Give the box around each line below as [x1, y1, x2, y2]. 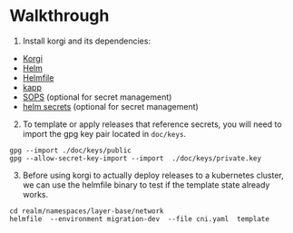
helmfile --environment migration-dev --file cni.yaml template [9, 214, 270, 223]
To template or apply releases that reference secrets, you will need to [22, 119, 283, 130]
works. [22, 189, 48, 199]
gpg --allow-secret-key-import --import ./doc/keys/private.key [9, 153, 261, 163]
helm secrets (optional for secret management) [22, 101, 200, 112]
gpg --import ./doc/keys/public [9, 146, 132, 155]
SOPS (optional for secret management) [22, 92, 172, 102]
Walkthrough [9, 5, 110, 26]
